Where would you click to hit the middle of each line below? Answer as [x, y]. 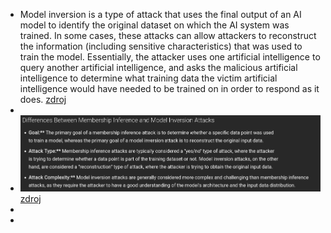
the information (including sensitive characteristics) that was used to [161, 46]
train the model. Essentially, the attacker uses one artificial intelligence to [170, 57]
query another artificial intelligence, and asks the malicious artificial [158, 67]
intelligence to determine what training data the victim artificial [148, 78]
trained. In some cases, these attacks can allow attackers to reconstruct [168, 35]
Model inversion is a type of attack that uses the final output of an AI [160, 14]
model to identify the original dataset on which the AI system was [154, 25]
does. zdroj [43, 99]
